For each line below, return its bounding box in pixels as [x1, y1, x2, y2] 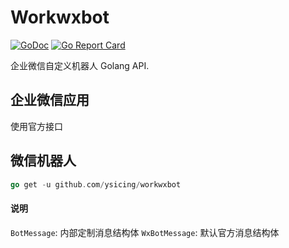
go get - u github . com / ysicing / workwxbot [10, 179, 182, 190]
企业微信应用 [10, 92, 90, 109]
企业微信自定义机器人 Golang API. [10, 59, 150, 71]
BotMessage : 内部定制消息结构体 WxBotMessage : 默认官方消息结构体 [10, 226, 280, 238]
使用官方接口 [10, 120, 63, 132]
